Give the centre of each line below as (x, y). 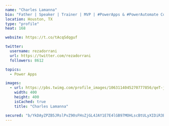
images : (13, 83)
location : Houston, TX (29, 19)
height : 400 (27, 97)
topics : (13, 69)
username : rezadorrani (33, 51)
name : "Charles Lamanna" (31, 10)
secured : (14, 115)
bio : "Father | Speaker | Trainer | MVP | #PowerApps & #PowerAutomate (82, 14)
